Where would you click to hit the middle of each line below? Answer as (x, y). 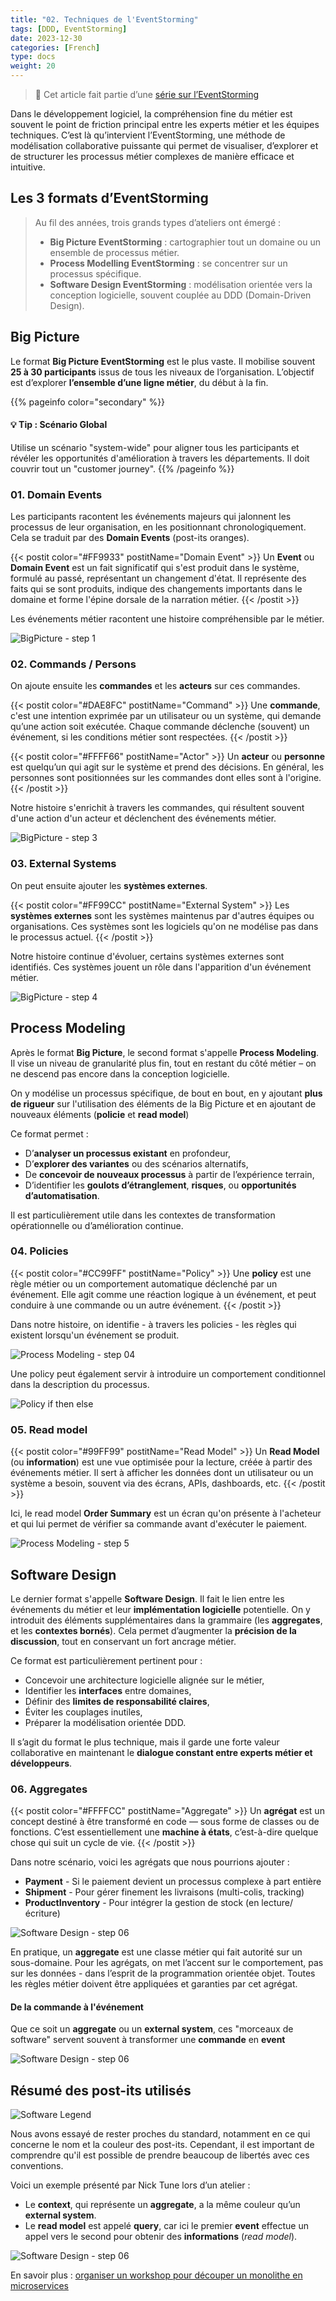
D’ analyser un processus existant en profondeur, (127, 1153)
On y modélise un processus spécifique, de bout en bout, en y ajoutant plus (166, 1093)
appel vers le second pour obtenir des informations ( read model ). (161, 2237)
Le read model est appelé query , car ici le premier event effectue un (166, 2226)
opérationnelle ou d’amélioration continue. (97, 1225)
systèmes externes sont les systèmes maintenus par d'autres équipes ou (162, 915)
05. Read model (49, 1429)
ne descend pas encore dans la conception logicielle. (120, 1073)
